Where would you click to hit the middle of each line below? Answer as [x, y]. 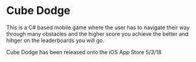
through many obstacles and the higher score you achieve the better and [97, 33]
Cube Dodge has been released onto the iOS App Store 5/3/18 [84, 52]
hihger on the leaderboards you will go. [55, 40]
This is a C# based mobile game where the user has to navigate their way [98, 27]
